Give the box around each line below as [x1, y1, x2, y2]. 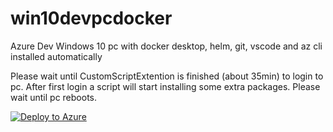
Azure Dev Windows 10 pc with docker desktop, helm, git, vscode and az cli [10, 40, 323, 52]
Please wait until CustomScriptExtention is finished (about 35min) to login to [10, 70, 324, 82]
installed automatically [10, 50, 103, 62]
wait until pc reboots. [10, 91, 98, 103]
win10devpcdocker [10, 7, 173, 30]
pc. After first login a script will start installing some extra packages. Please [10, 80, 321, 92]
